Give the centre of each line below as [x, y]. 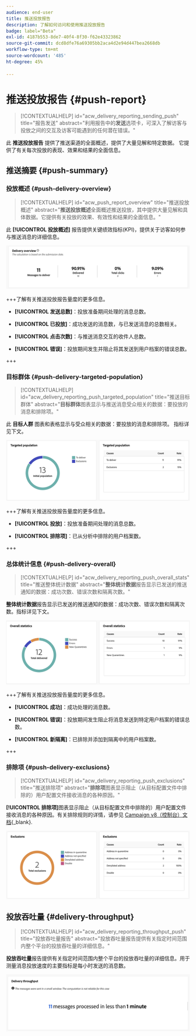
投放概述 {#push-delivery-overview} [59, 189]
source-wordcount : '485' [36, 56]
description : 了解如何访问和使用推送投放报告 [56, 25]
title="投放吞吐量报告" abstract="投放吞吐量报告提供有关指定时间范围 [104, 938]
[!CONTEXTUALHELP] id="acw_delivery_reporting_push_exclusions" [103, 781]
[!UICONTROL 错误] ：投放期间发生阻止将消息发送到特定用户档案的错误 [99, 720]
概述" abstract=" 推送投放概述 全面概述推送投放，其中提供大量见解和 [101, 210]
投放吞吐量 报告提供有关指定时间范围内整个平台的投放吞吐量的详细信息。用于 [98, 958]
